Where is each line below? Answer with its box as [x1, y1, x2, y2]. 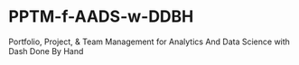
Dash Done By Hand [8, 45, 84, 56]
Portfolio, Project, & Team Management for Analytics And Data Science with [8, 36, 291, 47]
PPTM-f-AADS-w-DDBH [8, 6, 194, 27]
